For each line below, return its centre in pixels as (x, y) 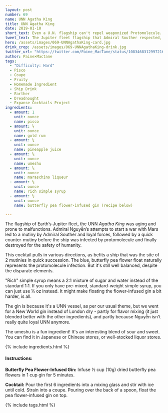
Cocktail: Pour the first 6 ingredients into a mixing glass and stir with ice (79, 384)
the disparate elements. (29, 271)
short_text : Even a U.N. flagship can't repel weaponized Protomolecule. (84, 33)
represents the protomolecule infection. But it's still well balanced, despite (81, 265)
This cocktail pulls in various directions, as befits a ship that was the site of (82, 255)
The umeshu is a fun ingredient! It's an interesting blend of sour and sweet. (82, 332)
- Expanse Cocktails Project (40, 103)
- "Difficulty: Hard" (32, 66)
